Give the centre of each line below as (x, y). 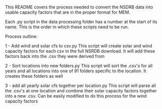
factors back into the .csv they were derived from (55, 56)
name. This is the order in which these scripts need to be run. (67, 27)
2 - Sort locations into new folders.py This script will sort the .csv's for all (79, 66)
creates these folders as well (34, 76)
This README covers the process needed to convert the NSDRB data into (79, 7)
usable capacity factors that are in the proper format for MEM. (68, 12)
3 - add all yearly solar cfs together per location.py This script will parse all (81, 86)
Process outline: (21, 36)
